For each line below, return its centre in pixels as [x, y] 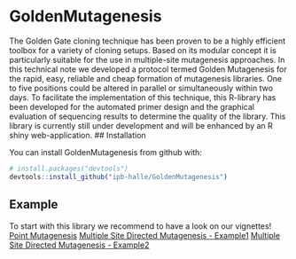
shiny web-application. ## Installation [78, 135]
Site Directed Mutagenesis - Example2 [79, 245]
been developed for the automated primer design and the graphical [132, 106]
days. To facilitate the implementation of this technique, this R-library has [143, 97]
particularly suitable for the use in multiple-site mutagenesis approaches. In [147, 59]
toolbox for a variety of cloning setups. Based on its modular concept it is [143, 50]
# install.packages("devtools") [69, 169]
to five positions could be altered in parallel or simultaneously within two [141, 88]
